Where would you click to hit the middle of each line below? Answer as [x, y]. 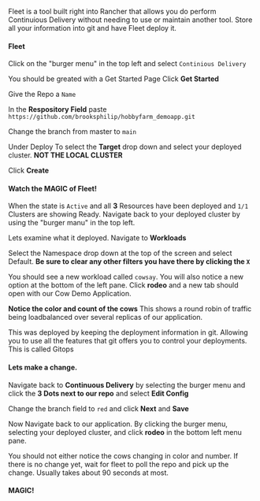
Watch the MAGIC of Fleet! [52, 188]
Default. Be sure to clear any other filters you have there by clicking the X [129, 262]
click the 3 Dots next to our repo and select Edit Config [98, 393]
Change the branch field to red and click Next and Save [98, 408]
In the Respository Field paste [58, 109]
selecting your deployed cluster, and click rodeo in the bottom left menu [125, 432]
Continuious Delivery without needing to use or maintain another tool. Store [130, 20]
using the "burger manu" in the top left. [72, 223]
